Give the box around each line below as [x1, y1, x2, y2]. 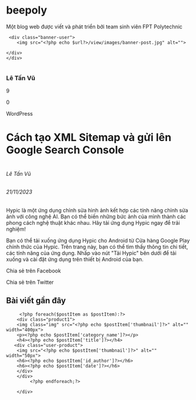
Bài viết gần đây [6, 296, 66, 306]
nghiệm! [6, 225, 26, 232]
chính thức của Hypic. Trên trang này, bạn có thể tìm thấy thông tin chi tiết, [6, 243, 188, 250]
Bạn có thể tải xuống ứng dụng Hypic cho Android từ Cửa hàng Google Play [6, 237, 190, 244]
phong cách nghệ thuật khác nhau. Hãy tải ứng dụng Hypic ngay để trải [6, 219, 180, 226]
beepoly [6, 4, 47, 17]
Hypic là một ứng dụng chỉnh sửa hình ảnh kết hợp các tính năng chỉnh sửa [6, 206, 188, 214]
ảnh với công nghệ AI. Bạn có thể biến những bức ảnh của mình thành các [6, 213, 187, 220]
